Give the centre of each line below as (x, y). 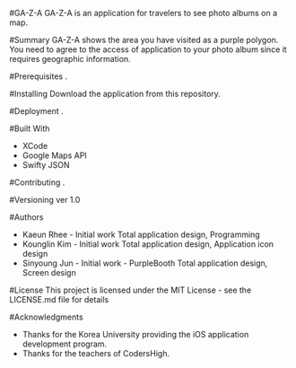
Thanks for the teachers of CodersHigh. (96, 353)
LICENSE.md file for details (59, 299)
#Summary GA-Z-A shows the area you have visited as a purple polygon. (144, 40)
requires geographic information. (70, 59)
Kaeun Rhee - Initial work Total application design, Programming (141, 234)
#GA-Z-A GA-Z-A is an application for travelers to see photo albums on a (144, 13)
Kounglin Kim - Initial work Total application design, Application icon (148, 244)
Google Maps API (54, 155)
